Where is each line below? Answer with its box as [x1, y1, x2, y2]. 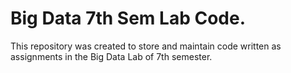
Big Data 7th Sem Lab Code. [10, 7, 246, 30]
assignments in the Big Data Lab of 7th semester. [10, 50, 213, 62]
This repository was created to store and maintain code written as [10, 40, 282, 52]
